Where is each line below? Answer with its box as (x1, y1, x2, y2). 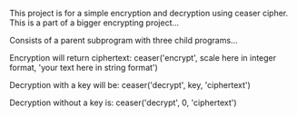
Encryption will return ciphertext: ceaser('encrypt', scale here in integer (9, 53, 277, 63)
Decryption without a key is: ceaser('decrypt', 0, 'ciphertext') (9, 97, 238, 108)
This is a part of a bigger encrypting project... (9, 17, 180, 28)
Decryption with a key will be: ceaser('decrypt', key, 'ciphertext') (9, 80, 252, 90)
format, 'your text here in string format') (9, 63, 159, 73)
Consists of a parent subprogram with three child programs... (9, 35, 238, 45)
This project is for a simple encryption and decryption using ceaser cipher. (9, 8, 289, 18)
